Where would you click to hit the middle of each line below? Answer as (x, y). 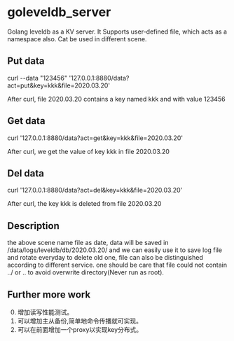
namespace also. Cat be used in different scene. (77, 39)
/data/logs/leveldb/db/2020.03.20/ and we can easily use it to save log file (115, 250)
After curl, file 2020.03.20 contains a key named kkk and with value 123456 (116, 99)
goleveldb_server (59, 12)
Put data (26, 61)
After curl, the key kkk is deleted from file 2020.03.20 (84, 204)
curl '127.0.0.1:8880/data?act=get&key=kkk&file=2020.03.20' (95, 138)
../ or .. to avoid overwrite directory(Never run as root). (86, 272)
